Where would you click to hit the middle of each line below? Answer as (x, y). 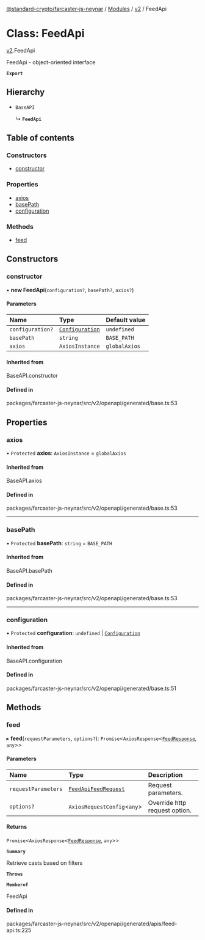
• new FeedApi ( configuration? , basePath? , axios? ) (70, 290)
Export (15, 73)
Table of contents (40, 138)
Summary (16, 851)
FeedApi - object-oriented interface (51, 62)
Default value (126, 320)
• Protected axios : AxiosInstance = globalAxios (66, 453)
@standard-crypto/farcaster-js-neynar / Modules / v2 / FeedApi (86, 9)
